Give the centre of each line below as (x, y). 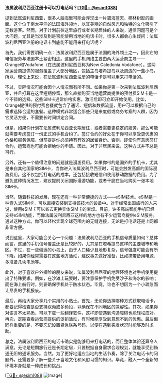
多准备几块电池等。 (24, 262)
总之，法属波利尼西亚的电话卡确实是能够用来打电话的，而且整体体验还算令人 (81, 341)
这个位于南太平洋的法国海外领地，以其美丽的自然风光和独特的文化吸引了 (86, 24)
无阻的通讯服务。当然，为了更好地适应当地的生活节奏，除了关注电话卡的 (81, 353)
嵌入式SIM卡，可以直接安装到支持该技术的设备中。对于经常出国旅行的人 (81, 203)
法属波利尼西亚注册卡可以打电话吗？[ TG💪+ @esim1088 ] (61, 8)
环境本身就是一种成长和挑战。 (35, 366)
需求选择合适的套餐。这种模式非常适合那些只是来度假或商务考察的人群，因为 (81, 111)
